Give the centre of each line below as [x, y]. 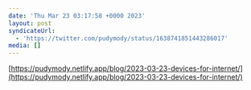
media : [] [25, 46]
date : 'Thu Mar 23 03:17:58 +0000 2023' [77, 16]
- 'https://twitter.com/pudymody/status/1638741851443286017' [122, 38]
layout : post [30, 23]
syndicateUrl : [32, 31]
